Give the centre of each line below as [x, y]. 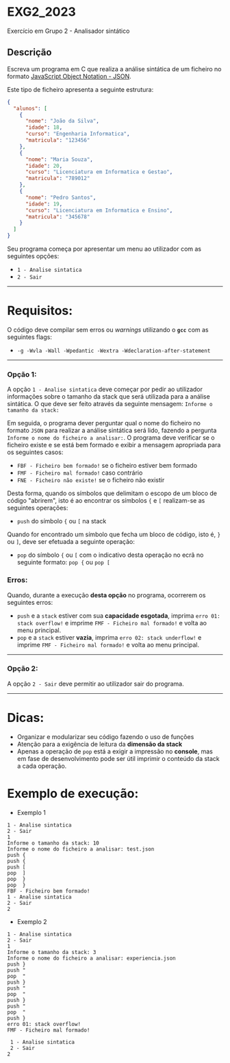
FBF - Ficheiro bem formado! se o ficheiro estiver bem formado [107, 466]
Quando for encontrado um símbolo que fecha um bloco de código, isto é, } [114, 534]
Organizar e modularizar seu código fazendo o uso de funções [105, 736]
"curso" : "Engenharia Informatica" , [77, 134]
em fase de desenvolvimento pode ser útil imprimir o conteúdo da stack [118, 758]
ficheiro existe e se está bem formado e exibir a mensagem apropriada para [114, 445]
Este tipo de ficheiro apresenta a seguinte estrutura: [80, 89]
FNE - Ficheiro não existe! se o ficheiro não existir [91, 480]
